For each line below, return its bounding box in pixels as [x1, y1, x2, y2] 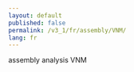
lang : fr [8, 33, 37, 42]
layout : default [8, 11, 62, 20]
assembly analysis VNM [8, 55, 88, 65]
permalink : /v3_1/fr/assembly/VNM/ [8, 26, 127, 34]
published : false [8, 19, 66, 27]
